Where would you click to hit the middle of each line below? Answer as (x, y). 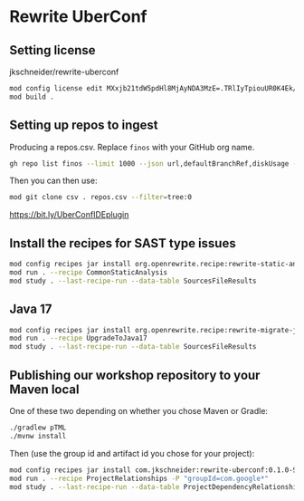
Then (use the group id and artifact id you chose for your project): (132, 453)
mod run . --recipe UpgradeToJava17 (78, 338)
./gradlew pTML (38, 428)
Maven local (44, 389)
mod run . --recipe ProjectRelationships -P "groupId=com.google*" (139, 478)
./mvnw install (38, 436)
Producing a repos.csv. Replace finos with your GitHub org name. (132, 147)
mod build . (32, 97)
